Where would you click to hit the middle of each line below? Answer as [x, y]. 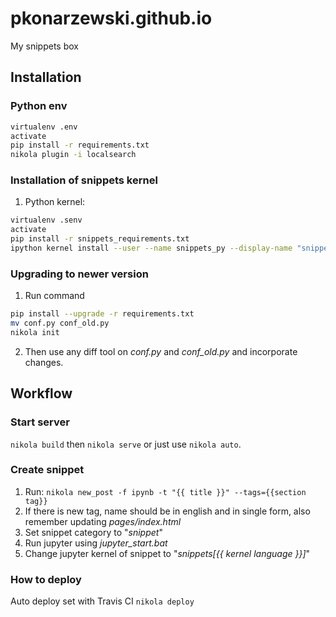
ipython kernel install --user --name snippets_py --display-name [151, 248]
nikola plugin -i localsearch [73, 155]
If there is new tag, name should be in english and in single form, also [167, 511]
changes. [44, 362]
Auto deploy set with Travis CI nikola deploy [102, 601]
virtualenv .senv [46, 220]
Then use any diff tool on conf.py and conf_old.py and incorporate [161, 351]
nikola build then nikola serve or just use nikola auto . [126, 444]
